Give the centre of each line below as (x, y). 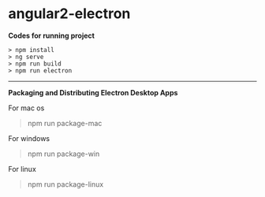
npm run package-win (63, 154)
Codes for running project (51, 35)
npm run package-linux (65, 184)
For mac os (26, 108)
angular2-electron (69, 14)
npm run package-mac (65, 123)
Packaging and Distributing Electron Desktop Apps (93, 92)
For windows (29, 138)
